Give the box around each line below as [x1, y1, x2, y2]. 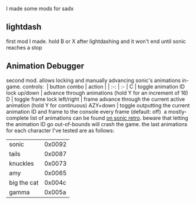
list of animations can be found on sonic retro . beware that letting [30, 114, 188, 121]
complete [6, 114, 29, 121]
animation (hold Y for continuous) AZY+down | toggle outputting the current [6, 101, 190, 108]
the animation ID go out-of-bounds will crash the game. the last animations [6, 120, 188, 127]
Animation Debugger [6, 61, 84, 71]
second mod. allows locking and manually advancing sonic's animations [6, 77, 181, 84]
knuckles [9, 159, 34, 167]
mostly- [168, 108, 187, 115]
